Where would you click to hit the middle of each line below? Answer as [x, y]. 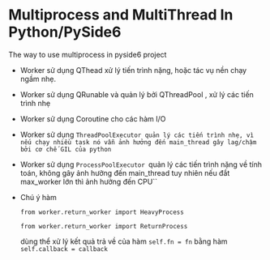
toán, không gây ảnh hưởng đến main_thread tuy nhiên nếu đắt [125, 173]
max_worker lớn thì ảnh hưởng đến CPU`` [89, 181]
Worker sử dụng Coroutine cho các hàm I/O [93, 118]
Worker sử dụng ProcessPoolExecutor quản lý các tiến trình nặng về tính [141, 164]
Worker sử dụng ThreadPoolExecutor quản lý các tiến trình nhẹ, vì [137, 134]
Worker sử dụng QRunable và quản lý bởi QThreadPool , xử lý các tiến [137, 94]
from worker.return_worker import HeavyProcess [102, 212]
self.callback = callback [64, 249]
